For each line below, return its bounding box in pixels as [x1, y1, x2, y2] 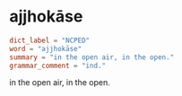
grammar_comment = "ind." [9, 61, 106, 70]
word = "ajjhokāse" [9, 44, 82, 53]
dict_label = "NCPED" [9, 36, 91, 45]
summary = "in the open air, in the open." [9, 52, 175, 62]
